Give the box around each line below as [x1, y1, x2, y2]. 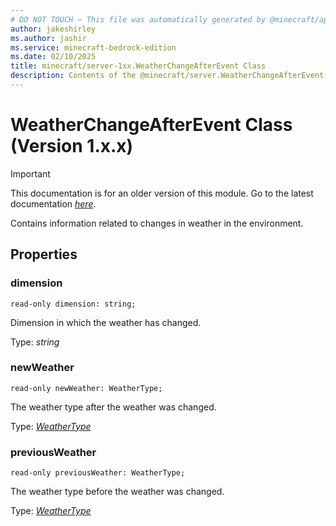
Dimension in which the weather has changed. [10, 316, 202, 328]
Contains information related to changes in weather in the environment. [10, 217, 304, 229]
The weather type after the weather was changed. [10, 401, 217, 413]
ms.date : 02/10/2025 [10, 52, 97, 62]
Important [10, 167, 51, 180]
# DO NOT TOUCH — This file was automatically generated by [10, 14, 267, 25]
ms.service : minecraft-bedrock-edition [10, 42, 177, 53]
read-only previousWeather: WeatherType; [10, 468, 186, 478]
